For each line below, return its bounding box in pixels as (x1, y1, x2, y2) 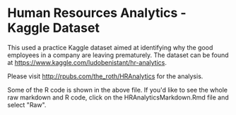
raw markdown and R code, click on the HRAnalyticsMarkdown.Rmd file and (7, 93, 230, 102)
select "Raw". (7, 100, 47, 109)
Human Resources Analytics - (7, 5, 187, 21)
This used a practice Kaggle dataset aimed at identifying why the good (7, 43, 213, 52)
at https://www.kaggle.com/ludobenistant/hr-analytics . (7, 58, 167, 66)
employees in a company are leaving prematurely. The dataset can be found (7, 51, 229, 59)
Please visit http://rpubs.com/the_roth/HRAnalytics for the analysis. (7, 72, 203, 80)
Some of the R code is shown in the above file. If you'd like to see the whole (7, 85, 228, 94)
